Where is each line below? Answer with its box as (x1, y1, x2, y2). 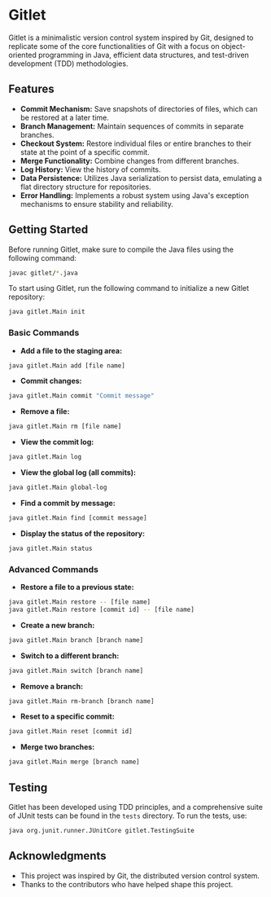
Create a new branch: (20, 620, 95, 630)
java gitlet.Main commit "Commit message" (8, 392, 155, 400)
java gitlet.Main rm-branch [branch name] (8, 697, 155, 706)
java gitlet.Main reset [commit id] (8, 728, 133, 736)
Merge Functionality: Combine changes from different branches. (20, 156, 239, 165)
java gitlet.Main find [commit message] (8, 513, 148, 522)
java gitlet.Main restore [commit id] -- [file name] (8, 605, 195, 613)
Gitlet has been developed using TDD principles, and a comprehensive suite (8, 802, 263, 811)
